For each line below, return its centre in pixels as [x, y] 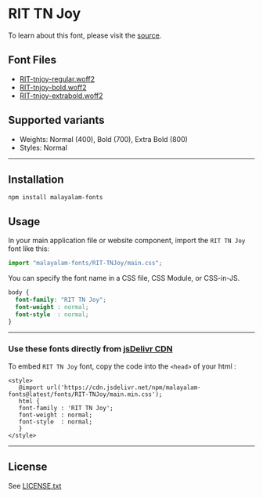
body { [19, 293]
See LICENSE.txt [35, 485]
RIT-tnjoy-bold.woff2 [53, 87]
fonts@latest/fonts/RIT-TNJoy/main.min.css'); [85, 394]
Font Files [32, 60]
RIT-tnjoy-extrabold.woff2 [61, 96]
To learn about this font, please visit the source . [85, 35]
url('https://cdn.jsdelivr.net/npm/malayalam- [124, 387]
